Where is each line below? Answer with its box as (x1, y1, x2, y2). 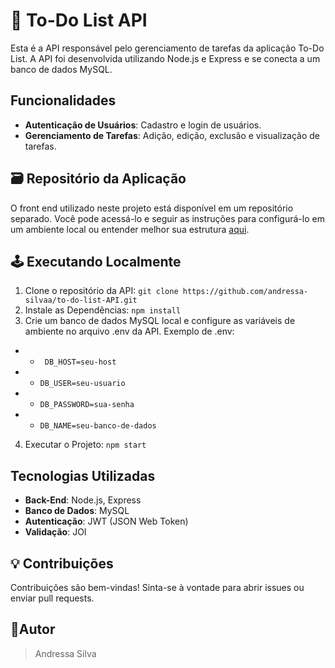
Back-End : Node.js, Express (24, 494, 142, 506)
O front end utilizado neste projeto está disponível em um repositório (10, 202, 294, 214)
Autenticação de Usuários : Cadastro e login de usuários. (24, 119, 262, 131)
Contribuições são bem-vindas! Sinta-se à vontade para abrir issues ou (10, 582, 305, 593)
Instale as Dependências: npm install (24, 304, 182, 316)
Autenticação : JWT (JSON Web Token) (24, 515, 189, 528)
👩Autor (10, 621, 56, 638)
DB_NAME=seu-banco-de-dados (39, 421, 157, 431)
